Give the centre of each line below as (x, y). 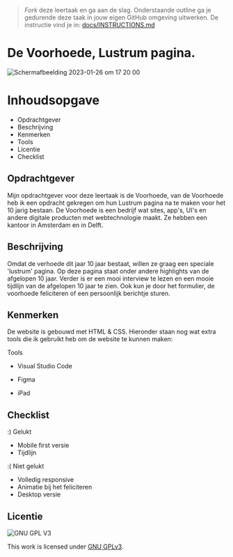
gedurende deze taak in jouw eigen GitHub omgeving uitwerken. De (121, 17)
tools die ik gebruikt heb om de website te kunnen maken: (90, 339)
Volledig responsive (46, 480)
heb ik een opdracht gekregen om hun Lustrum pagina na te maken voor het (116, 203)
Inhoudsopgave (53, 101)
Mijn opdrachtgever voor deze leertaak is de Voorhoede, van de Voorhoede (115, 195)
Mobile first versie (43, 446)
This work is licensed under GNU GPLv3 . (65, 547)
